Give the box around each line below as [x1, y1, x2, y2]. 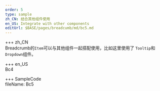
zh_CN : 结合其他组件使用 [5, 16, 50, 21]
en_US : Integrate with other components [5, 21, 90, 26]
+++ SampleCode [5, 76, 41, 82]
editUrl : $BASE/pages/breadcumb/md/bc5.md [5, 26, 94, 31]
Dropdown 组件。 [5, 51, 36, 57]
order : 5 [5, 7, 23, 12]
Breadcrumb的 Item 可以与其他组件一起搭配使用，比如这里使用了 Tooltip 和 [5, 45, 156, 51]
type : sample [5, 12, 32, 17]
